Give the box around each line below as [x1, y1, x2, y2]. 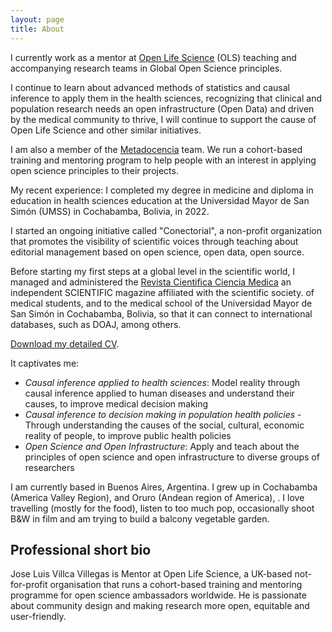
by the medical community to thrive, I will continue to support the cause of [10, 113, 317, 125]
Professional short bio [10, 541, 152, 558]
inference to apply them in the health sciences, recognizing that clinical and [10, 92, 323, 104]
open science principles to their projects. [10, 164, 179, 176]
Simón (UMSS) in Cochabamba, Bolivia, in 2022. [10, 205, 210, 217]
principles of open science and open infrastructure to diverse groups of [24, 451, 320, 463]
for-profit [10, 579, 48, 591]
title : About [10, 24, 65, 34]
